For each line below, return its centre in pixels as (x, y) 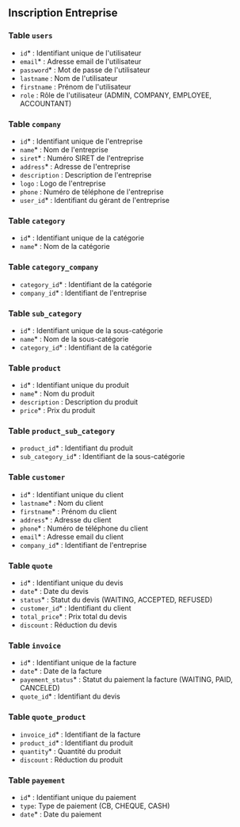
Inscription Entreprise (63, 13)
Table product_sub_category (62, 431)
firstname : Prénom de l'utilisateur (75, 86)
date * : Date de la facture (61, 671)
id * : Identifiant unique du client (72, 494)
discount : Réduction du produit (71, 760)
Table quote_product (47, 717)
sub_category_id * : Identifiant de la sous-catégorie (102, 457)
